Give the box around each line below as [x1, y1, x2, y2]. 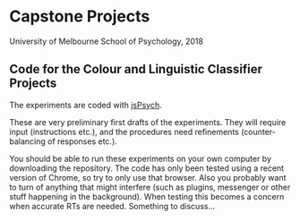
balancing [9, 136, 47, 147]
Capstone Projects [9, 6, 150, 27]
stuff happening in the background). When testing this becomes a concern [9, 190, 285, 202]
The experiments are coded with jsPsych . [9, 99, 163, 110]
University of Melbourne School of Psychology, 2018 [9, 36, 204, 47]
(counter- [240, 126, 276, 137]
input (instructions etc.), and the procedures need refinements [9, 126, 239, 137]
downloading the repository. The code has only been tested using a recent [9, 163, 285, 173]
